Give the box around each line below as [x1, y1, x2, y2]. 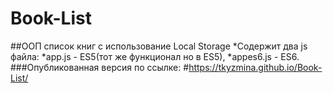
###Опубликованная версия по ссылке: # [10, 61, 190, 73]
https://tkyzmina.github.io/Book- [188, 61, 323, 73]
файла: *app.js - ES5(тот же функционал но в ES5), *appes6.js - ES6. [10, 50, 300, 62]
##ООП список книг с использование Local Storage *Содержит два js [10, 40, 308, 52]
